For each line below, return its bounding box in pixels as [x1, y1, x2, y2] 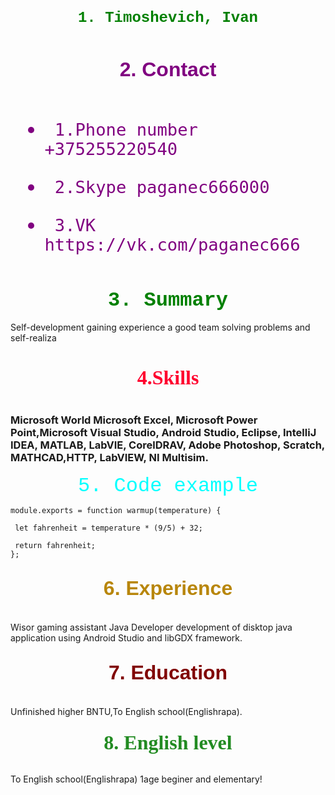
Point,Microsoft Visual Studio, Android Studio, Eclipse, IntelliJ [10, 426, 317, 440]
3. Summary [107, 288, 229, 312]
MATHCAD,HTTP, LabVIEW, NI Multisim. [10, 451, 209, 465]
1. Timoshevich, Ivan [77, 9, 259, 27]
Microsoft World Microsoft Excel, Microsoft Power [10, 413, 258, 427]
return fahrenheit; [14, 540, 97, 550]
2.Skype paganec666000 [54, 176, 270, 197]
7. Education [108, 661, 228, 685]
